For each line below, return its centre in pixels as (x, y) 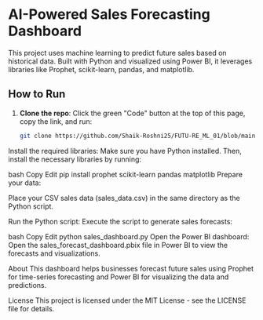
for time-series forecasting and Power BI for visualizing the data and (119, 277)
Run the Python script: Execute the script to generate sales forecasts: (121, 221)
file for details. (31, 308)
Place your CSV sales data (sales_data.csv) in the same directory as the (124, 198)
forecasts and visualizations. (54, 253)
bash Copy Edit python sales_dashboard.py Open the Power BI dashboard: (129, 236)
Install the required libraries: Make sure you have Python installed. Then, (125, 151)
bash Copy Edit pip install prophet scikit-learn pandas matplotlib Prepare (126, 174)
